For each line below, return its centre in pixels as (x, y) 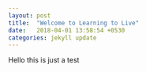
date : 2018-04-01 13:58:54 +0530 (67, 30)
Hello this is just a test (44, 60)
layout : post (30, 15)
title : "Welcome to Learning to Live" (74, 23)
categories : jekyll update (52, 38)
